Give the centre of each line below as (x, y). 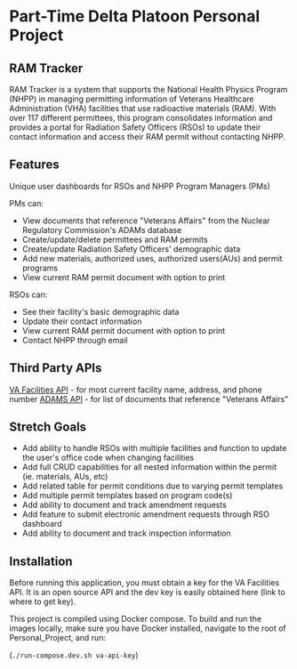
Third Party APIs (56, 368)
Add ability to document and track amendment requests (124, 505)
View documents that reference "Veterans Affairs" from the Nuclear (146, 221)
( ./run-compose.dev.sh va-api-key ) (74, 655)
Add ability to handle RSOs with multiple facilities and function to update (154, 448)
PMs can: (27, 203)
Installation (41, 561)
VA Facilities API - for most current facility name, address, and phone (136, 390)
